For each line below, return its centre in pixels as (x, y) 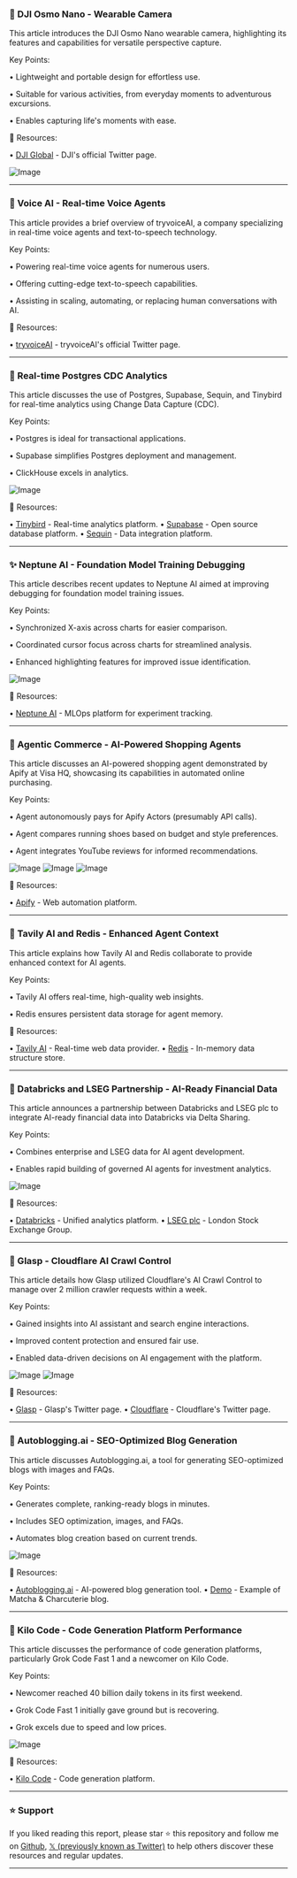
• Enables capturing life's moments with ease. (93, 121)
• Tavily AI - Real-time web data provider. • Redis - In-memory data (132, 1048)
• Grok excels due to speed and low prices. (88, 1727)
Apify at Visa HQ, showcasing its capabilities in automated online (127, 773)
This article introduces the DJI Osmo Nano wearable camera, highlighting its (148, 34)
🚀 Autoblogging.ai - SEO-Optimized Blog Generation (123, 1441)
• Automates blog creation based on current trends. (103, 1537)
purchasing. (31, 783)
